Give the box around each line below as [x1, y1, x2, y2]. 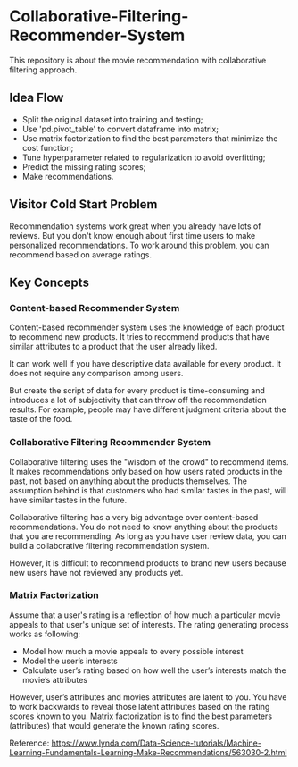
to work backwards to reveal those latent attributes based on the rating [9, 701, 270, 712]
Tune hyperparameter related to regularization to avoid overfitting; [21, 152, 266, 163]
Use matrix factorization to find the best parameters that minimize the [21, 132, 278, 144]
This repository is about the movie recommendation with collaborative [9, 55, 267, 65]
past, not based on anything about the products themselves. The [9, 476, 248, 486]
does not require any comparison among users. [9, 368, 184, 379]
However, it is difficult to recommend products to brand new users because [9, 557, 287, 569]
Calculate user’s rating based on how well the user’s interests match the [21, 664, 287, 676]
